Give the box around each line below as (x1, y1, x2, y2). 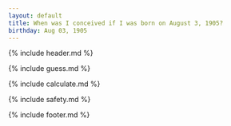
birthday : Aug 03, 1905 (8, 26, 88, 34)
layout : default (8, 11, 62, 20)
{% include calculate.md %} (8, 79, 101, 89)
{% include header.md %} (8, 49, 94, 58)
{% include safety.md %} (8, 95, 91, 104)
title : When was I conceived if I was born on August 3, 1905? (8, 19, 224, 27)
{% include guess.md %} (8, 64, 90, 73)
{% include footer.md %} (8, 110, 90, 120)
